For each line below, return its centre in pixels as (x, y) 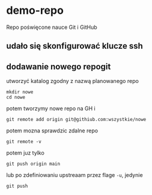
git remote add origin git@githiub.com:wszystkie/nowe (76, 120)
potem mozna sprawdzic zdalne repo (52, 131)
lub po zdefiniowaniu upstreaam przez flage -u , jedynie (74, 175)
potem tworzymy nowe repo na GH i (51, 108)
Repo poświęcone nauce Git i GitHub (52, 27)
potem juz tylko (26, 153)
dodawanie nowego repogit (59, 67)
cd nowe (16, 97)
